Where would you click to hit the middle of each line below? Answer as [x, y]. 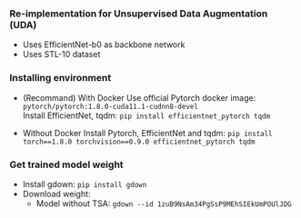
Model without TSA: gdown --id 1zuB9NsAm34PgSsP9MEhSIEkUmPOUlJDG [164, 203]
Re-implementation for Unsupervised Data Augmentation [139, 14]
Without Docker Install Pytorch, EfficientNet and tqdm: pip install [147, 133]
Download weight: [56, 193]
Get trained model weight [67, 164]
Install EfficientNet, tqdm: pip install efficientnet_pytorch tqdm [146, 115]
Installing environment [60, 78]
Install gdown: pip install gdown [85, 183]
